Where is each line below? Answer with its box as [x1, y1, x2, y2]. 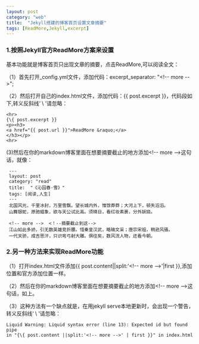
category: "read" [8, 178, 52, 184]
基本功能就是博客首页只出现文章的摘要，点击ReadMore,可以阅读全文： [6, 61, 179, 68]
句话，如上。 [6, 289, 38, 297]
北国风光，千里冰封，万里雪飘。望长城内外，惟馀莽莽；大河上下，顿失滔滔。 [8, 203, 169, 209]
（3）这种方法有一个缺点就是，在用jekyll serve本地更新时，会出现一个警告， [6, 302, 194, 310]
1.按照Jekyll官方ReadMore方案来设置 [6, 46, 114, 54]
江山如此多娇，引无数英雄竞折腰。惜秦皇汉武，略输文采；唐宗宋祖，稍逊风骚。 [8, 226, 173, 232]
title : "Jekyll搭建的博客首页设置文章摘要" [6, 20, 107, 26]
